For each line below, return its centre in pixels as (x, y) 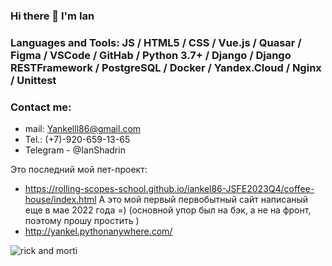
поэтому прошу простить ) (82, 221)
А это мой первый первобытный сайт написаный (203, 200)
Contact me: (41, 107)
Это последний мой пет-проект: (79, 170)
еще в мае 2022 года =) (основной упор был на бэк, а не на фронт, (168, 210)
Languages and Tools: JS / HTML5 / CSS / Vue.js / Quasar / (156, 42)
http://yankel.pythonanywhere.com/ (98, 231)
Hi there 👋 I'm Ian (52, 16)
